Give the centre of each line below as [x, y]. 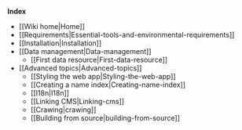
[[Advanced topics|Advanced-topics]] [80, 68]
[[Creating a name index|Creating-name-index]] [108, 85]
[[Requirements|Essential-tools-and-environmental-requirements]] [126, 35]
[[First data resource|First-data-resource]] [99, 60]
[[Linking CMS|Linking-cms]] [77, 101]
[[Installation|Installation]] [60, 43]
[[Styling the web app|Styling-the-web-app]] [103, 76]
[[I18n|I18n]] [50, 93]
